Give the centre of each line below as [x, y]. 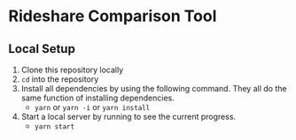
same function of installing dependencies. [97, 98]
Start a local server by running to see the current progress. [129, 117]
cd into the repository [60, 79]
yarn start [55, 127]
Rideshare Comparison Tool [113, 16]
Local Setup [42, 49]
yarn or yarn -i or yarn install [92, 107]
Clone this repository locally [72, 70]
